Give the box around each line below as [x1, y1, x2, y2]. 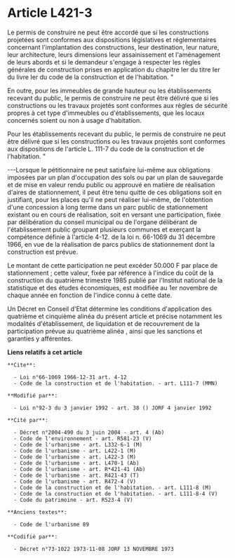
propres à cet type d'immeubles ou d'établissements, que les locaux [7, 109, 205, 117]
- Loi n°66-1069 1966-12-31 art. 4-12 [13, 374, 128, 381]
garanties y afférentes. [7, 334, 73, 343]
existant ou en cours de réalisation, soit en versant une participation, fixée [7, 210, 221, 219]
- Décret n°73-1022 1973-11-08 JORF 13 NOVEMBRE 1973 [13, 545, 174, 552]
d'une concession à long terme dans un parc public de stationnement [7, 203, 208, 211]
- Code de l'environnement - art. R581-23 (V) [13, 435, 152, 442]
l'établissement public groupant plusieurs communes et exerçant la [7, 225, 201, 233]
